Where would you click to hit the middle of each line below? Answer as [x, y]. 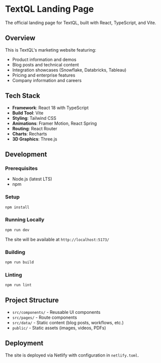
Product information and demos [44, 59]
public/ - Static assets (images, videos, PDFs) [59, 328]
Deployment [24, 343]
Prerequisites [21, 168]
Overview [20, 38]
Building [15, 252]
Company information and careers [47, 80]
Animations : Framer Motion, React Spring [54, 123]
